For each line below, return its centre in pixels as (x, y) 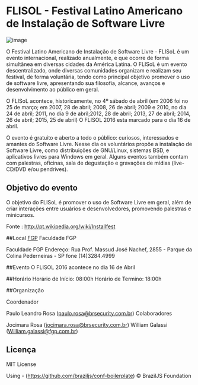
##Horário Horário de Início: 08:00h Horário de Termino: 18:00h (84, 279)
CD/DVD (16, 169)
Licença (21, 350)
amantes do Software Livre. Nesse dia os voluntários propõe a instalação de (99, 144)
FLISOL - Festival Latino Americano (95, 11)
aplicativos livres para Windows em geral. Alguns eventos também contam (97, 156)
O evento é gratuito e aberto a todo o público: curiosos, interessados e (92, 137)
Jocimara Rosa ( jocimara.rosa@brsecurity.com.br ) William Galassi (87, 324)
